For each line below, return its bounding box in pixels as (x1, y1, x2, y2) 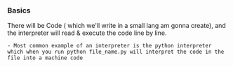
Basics (7, 6, 31, 15)
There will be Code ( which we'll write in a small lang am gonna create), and (7, 22, 226, 30)
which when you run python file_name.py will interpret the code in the (7, 48, 225, 56)
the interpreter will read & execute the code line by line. (7, 29, 167, 37)
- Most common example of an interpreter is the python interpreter (7, 43, 212, 50)
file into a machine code (7, 54, 83, 61)
